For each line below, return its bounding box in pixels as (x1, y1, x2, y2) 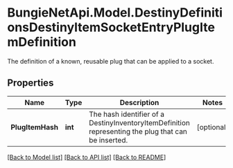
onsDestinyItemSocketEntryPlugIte (7, 19, 215, 35)
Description (119, 97, 159, 107)
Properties (7, 77, 54, 89)
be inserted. (89, 135, 128, 144)
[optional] (196, 122, 229, 132)
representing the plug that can (89, 127, 187, 136)
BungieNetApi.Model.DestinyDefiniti (7, 5, 223, 21)
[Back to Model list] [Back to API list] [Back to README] (7, 153, 166, 161)
